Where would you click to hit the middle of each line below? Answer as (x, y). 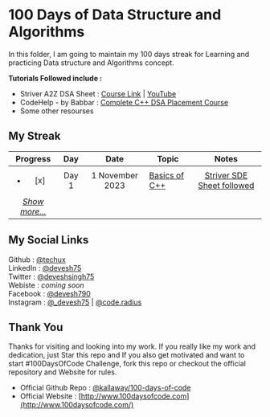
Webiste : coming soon (46, 285)
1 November (115, 175)
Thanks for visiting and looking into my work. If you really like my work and (132, 346)
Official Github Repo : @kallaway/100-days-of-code (105, 388)
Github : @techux (37, 260)
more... (33, 211)
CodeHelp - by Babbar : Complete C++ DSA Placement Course (124, 102)
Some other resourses (57, 111)
